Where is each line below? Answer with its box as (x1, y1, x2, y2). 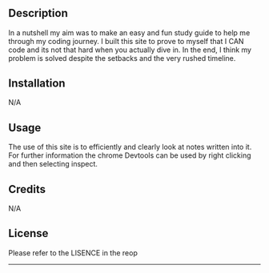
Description (8, 6, 68, 20)
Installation (8, 77, 66, 90)
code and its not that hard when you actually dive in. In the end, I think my (8, 45, 252, 54)
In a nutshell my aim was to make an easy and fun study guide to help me (8, 27, 251, 38)
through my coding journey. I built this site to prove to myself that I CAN (8, 36, 244, 46)
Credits (8, 183, 46, 196)
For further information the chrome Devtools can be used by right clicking (8, 151, 251, 160)
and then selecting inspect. (8, 159, 98, 169)
